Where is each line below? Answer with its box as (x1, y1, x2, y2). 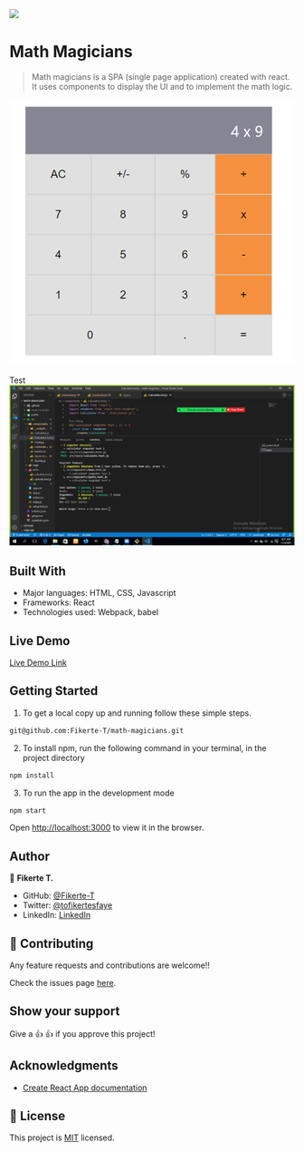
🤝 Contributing (9, 935, 94, 952)
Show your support (9, 1003, 120, 1020)
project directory (22, 752, 86, 763)
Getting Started (9, 683, 99, 698)
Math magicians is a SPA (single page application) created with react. (31, 71, 290, 82)
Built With (9, 563, 66, 579)
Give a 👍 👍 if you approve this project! (9, 1028, 156, 1039)
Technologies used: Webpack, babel (22, 607, 159, 618)
